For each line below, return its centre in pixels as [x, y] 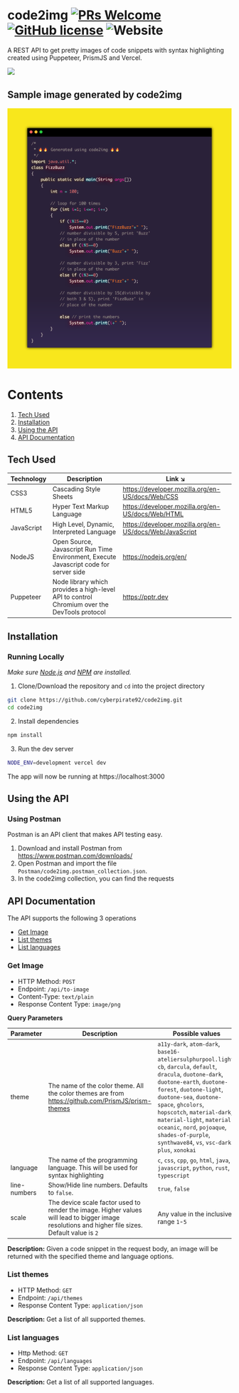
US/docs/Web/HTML [153, 514]
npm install [25, 735]
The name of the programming [92, 1160]
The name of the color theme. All [96, 1085]
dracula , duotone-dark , [191, 1074]
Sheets [63, 497]
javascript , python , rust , [193, 1167]
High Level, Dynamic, [83, 524]
